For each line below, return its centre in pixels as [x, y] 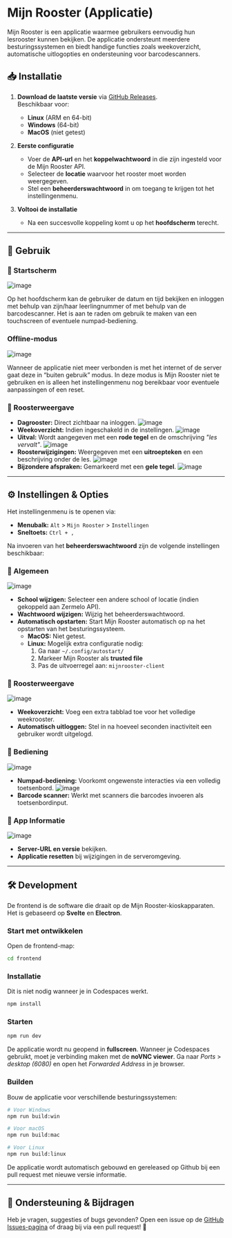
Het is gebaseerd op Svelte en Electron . [65, 913]
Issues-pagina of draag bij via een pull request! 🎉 [77, 1227]
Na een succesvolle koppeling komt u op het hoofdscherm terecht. [123, 222]
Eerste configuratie [46, 145]
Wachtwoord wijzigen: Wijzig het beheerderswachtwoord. [101, 615]
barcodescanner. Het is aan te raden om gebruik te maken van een [102, 313]
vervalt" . [29, 445]
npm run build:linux [37, 1154]
